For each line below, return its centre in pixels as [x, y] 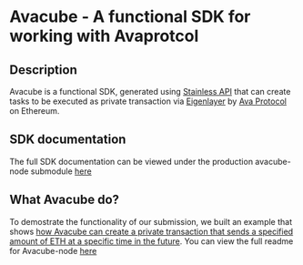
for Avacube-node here [53, 250]
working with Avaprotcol [104, 36]
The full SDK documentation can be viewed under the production [131, 161]
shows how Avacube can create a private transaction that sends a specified [151, 231]
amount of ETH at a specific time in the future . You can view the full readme [151, 241]
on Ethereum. [35, 111]
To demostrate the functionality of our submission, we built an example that [151, 221]
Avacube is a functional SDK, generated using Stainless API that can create [150, 92]
